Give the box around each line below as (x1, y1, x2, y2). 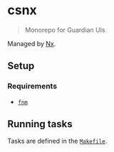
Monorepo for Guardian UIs (24, 26, 105, 34)
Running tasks (7, 118, 73, 130)
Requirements (7, 81, 58, 91)
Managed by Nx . (7, 39, 56, 48)
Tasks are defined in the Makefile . (7, 137, 108, 146)
